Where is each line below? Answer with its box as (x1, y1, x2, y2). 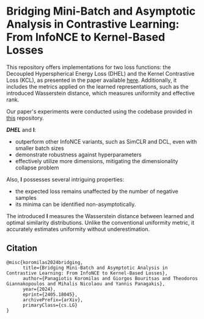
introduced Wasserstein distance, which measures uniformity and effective (6, 89, 195, 97)
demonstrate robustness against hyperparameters (15, 151, 142, 158)
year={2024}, (22, 286, 56, 292)
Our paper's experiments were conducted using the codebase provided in (6, 108, 192, 115)
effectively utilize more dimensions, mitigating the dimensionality (15, 157, 178, 164)
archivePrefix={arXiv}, (22, 296, 84, 303)
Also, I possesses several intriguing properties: (6, 175, 125, 183)
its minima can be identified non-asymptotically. (15, 200, 136, 208)
